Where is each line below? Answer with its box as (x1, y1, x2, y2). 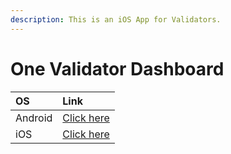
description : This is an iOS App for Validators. (10, 14, 222, 25)
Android (15, 111, 53, 125)
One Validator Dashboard (10, 57, 225, 80)
